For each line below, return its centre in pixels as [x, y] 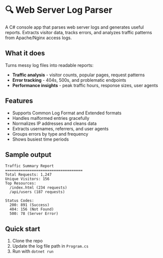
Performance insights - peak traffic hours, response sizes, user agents [85, 85]
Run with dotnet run [33, 252]
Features [19, 101]
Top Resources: [21, 183]
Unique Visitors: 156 [27, 179]
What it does [25, 53]
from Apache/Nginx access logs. [39, 38]
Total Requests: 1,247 [28, 175]
